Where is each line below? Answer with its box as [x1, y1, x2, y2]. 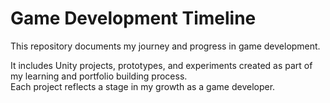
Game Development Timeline [10, 7, 257, 30]
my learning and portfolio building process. [10, 70, 188, 82]
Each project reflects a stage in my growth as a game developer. [10, 80, 276, 92]
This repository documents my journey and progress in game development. [10, 40, 321, 52]
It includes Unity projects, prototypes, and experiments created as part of [10, 59, 313, 71]
